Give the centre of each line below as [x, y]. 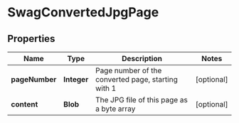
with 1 [106, 88]
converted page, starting [136, 79]
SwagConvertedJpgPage [83, 12]
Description [142, 59]
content [25, 104]
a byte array [115, 109]
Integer [76, 79]
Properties [31, 39]
